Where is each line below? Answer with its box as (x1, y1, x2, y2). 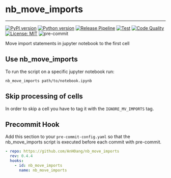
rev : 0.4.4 (10, 154, 33, 159)
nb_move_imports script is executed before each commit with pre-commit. (5, 139, 162, 145)
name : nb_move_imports (18, 167, 67, 173)
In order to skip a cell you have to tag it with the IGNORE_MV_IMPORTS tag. (5, 105, 154, 112)
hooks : (10, 158, 24, 163)
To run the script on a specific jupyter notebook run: (5, 68, 115, 75)
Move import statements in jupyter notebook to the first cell (5, 40, 130, 46)
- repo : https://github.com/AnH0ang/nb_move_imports (5, 149, 120, 154)
